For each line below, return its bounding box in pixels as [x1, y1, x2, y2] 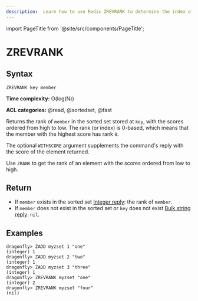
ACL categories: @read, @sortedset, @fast [6, 106, 112, 113]
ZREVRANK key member [6, 84, 57, 90]
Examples [6, 228, 43, 238]
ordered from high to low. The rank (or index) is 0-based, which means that [6, 124, 189, 131]
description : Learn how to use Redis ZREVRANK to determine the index [6, 8, 186, 15]
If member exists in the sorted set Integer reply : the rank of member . [14, 198, 173, 205]
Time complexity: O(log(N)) [6, 95, 75, 102]
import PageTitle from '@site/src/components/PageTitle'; [6, 25, 144, 32]
